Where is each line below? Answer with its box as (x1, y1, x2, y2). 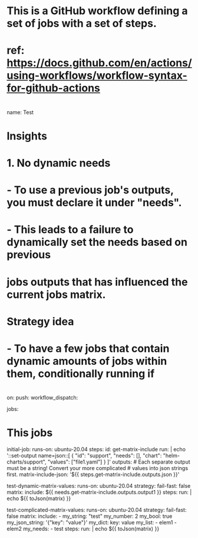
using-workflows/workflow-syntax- (6, 69, 187, 82)
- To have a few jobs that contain (6, 342, 170, 355)
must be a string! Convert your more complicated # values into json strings (6, 465, 188, 471)
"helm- (163, 452, 180, 459)
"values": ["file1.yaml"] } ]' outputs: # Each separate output (47, 458, 190, 465)
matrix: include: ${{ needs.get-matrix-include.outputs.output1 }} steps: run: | (6, 489, 192, 495)
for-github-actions (6, 82, 101, 95)
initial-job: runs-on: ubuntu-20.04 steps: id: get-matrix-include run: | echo (6, 446, 186, 453)
